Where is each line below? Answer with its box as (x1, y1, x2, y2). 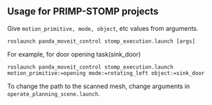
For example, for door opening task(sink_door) (7, 50, 141, 58)
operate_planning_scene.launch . (7, 89, 100, 97)
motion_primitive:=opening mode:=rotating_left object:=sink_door (7, 69, 205, 76)
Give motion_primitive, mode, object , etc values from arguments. (7, 24, 199, 32)
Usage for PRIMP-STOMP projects (7, 6, 159, 17)
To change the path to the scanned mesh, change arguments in (7, 82, 190, 90)
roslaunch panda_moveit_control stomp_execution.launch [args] (7, 38, 196, 45)
